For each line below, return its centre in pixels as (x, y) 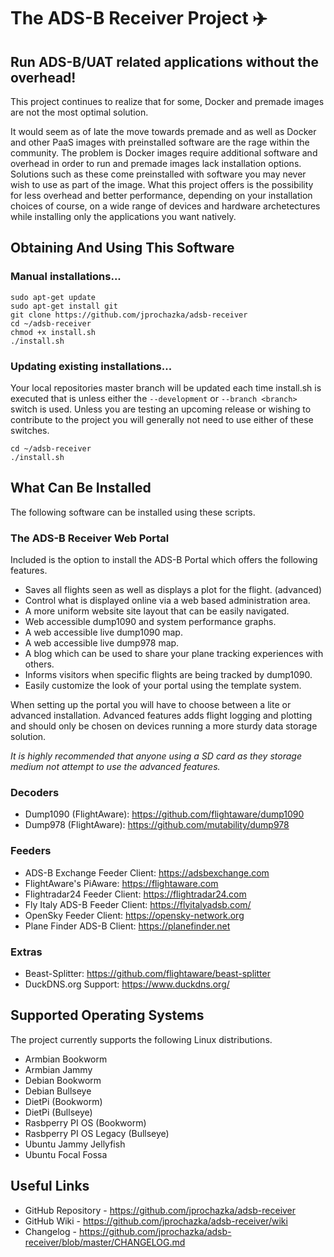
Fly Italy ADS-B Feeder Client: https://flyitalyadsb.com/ (138, 904)
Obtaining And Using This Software (122, 248)
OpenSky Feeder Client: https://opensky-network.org (134, 915)
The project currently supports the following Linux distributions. (141, 1039)
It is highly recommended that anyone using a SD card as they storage (156, 756)
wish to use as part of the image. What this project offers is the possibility (162, 184)
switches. (30, 430)
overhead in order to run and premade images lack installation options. (156, 163)
